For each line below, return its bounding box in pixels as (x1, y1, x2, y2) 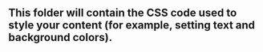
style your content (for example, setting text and (8, 19, 255, 32)
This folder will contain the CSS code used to (8, 6, 237, 20)
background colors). (8, 31, 113, 44)
